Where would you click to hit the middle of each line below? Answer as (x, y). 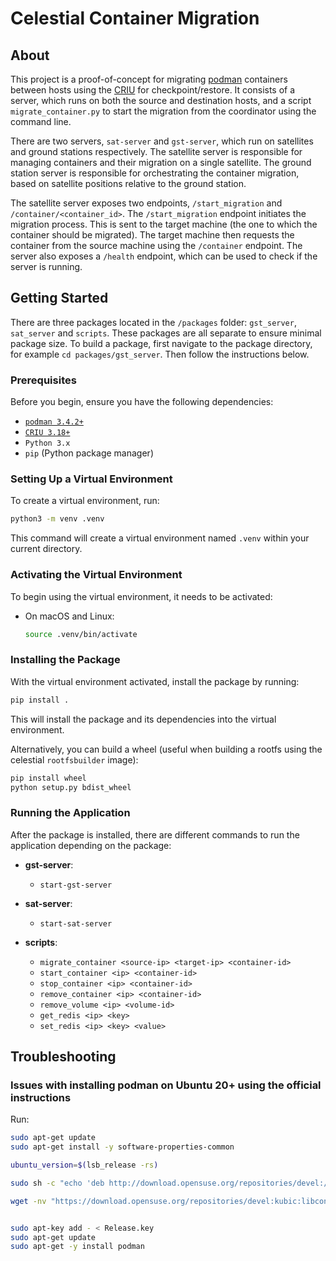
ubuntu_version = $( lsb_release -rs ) (84, 1165)
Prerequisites (43, 380)
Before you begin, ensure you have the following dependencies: (142, 402)
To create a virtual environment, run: (85, 501)
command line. (41, 121)
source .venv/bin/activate (81, 634)
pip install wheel (48, 778)
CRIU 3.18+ (47, 433)
